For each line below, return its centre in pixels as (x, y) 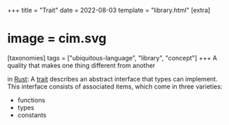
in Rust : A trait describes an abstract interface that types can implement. (113, 79)
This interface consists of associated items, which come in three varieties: (115, 86)
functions (31, 100)
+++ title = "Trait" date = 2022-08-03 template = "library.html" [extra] (109, 10)
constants (32, 114)
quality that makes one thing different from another (81, 65)
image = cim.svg (57, 39)
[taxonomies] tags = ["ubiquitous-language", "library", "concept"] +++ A (112, 58)
